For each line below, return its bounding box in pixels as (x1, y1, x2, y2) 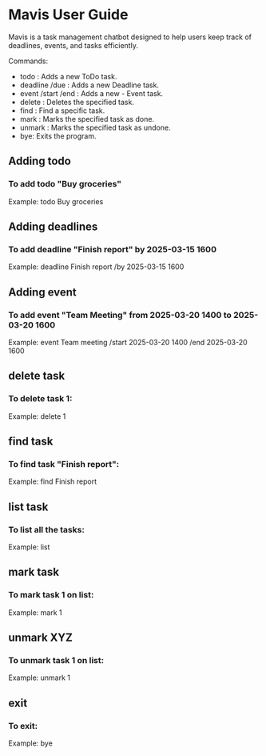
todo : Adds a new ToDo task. (19, 71, 117, 81)
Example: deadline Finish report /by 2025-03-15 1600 (8, 262, 185, 271)
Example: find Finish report (8, 477, 97, 486)
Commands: (8, 56, 49, 66)
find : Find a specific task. (19, 106, 105, 115)
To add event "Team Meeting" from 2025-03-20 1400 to (8, 309, 232, 320)
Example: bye (8, 738, 54, 748)
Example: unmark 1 (8, 673, 70, 682)
